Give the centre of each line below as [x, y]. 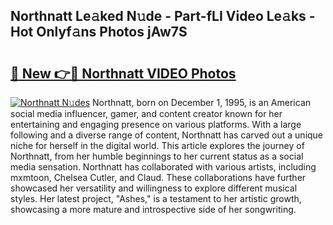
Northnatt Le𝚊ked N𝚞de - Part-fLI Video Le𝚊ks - [163, 16]
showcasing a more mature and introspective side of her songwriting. [153, 209]
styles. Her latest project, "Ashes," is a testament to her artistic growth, [156, 198]
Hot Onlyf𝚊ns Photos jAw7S [99, 32]
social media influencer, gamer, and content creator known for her [146, 113]
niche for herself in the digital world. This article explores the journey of [157, 145]
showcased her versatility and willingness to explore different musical [154, 188]
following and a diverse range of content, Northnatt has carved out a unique [167, 135]
